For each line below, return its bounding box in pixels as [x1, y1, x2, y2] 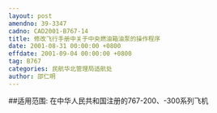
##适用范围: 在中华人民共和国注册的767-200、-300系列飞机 [8, 95, 209, 106]
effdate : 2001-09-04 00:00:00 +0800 [8, 50, 132, 58]
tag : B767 [8, 58, 42, 66]
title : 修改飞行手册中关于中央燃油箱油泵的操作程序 [8, 34, 160, 43]
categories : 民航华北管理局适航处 [8, 65, 113, 73]
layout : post [8, 11, 53, 20]
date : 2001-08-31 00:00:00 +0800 [8, 42, 121, 50]
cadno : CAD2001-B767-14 [8, 27, 89, 35]
